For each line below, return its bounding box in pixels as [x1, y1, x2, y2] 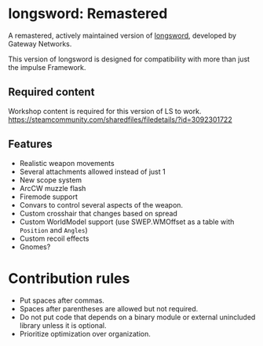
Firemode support [19, 192, 79, 201]
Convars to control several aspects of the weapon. [19, 200, 183, 209]
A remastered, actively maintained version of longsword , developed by [8, 31, 237, 40]
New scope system [19, 175, 82, 185]
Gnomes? [19, 241, 51, 252]
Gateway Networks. [8, 39, 72, 48]
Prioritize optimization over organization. [19, 329, 151, 338]
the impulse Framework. [8, 62, 86, 72]
